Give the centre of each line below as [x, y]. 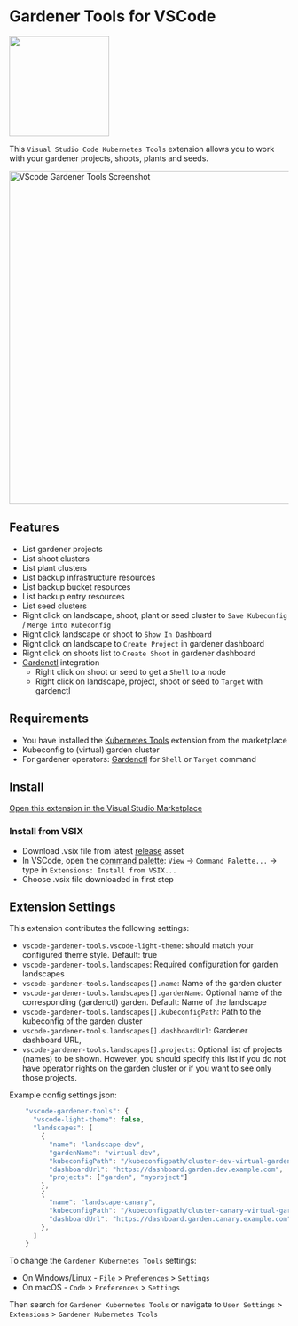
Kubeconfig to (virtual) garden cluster [90, 750]
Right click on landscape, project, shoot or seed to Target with [149, 681]
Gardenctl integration [61, 662]
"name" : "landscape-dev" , [96, 1145]
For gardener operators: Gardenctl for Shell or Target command [139, 759]
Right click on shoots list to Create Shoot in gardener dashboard [139, 653]
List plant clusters [54, 567]
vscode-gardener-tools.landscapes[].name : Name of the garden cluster [152, 984]
